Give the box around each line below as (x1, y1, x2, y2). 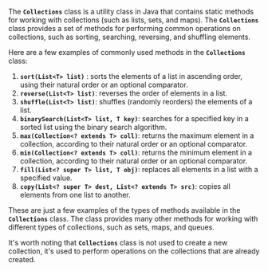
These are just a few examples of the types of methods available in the (8, 206, 241, 214)
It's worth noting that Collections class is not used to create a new (8, 238, 228, 247)
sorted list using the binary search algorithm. (19, 123, 167, 132)
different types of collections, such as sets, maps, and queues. (8, 222, 215, 232)
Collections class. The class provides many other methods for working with (8, 214, 258, 223)
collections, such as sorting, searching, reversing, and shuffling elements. (8, 32, 251, 41)
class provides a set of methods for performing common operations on (8, 24, 242, 33)
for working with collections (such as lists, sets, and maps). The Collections (8, 15, 259, 25)
